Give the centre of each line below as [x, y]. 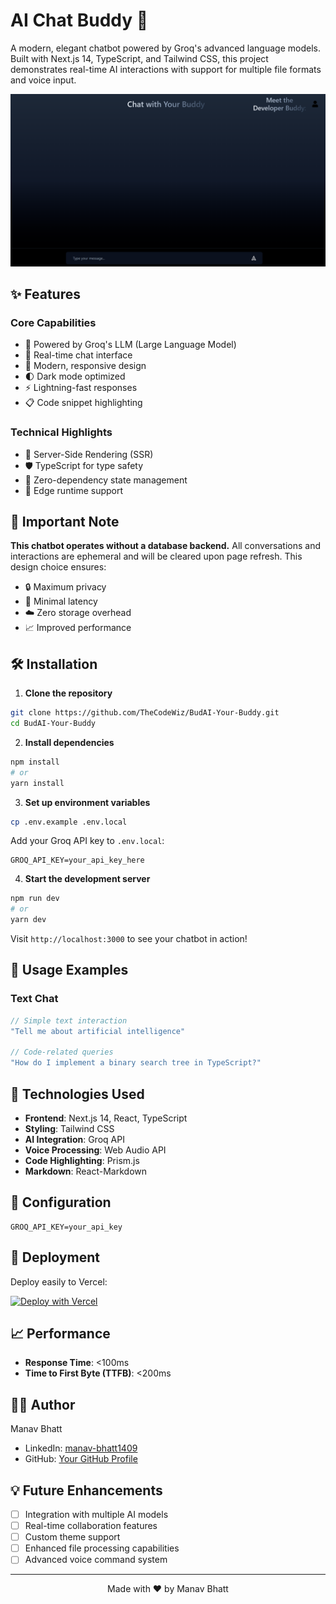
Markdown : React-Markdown [86, 1171]
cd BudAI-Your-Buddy [53, 724]
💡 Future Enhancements [86, 1490]
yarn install [37, 783]
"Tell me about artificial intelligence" [98, 1031]
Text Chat [34, 999]
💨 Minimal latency [61, 601]
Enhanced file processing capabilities [102, 1548]
